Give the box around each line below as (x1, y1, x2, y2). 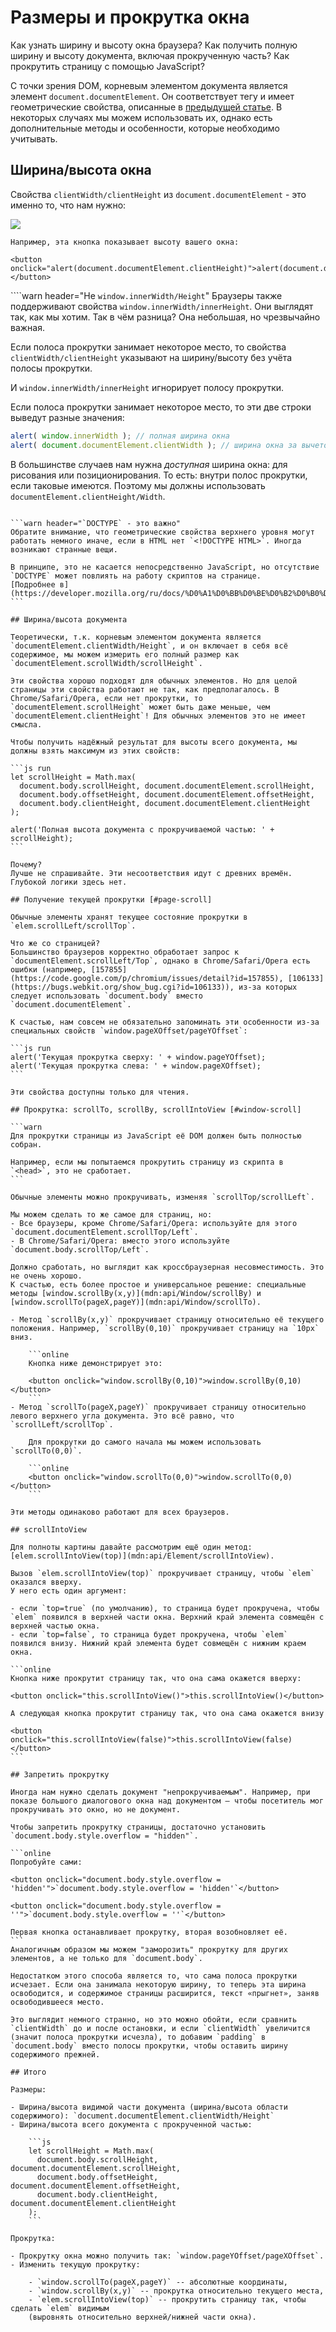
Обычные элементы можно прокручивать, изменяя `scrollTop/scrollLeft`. (10, 1192, 315, 1202)
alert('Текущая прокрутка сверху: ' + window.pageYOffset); (10, 1052, 267, 1062)
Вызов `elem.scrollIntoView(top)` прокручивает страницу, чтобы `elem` (10, 1568, 315, 1578)
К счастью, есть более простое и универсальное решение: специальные (10, 1279, 307, 1290)
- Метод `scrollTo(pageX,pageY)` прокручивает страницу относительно (10, 1402, 307, 1412)
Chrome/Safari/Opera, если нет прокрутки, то (10, 693, 203, 703)
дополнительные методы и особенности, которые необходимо (10, 122, 280, 134)
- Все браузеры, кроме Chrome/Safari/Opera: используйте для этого (10, 1218, 298, 1228)
